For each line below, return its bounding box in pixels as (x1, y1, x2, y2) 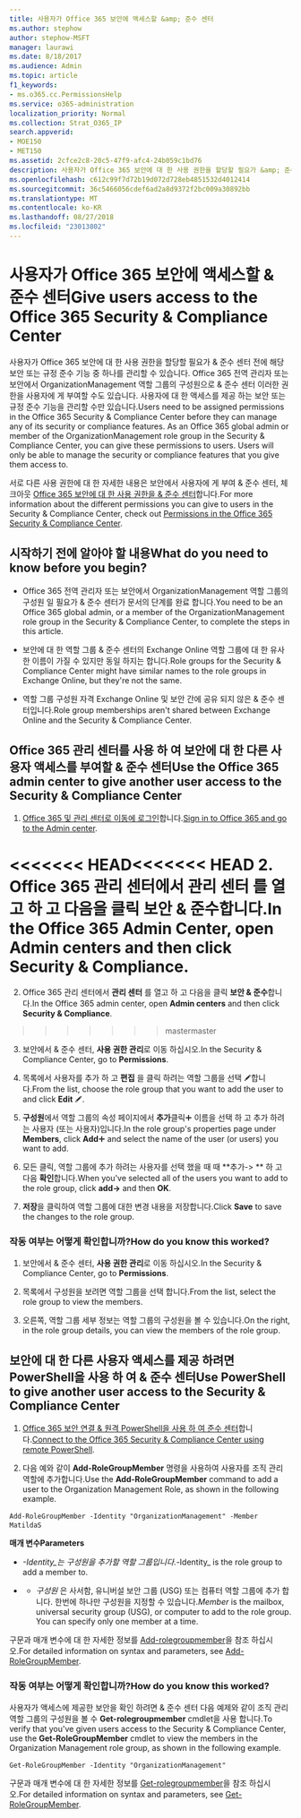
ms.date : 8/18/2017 (9, 52, 82, 62)
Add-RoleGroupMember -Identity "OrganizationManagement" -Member (9, 1512, 258, 1522)
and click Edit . (21, 1093, 85, 1105)
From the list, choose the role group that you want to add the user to (31, 1084, 284, 1094)
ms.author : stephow (9, 23, 82, 33)
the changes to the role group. (21, 1212, 134, 1222)
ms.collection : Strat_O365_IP (9, 118, 123, 127)
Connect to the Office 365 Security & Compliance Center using (31, 1434, 264, 1445)
